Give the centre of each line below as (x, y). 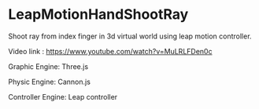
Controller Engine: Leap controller (63, 96)
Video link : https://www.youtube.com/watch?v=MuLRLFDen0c (110, 51)
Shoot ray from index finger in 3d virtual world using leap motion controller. (130, 36)
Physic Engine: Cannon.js (49, 82)
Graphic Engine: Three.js (48, 66)
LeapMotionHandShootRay (98, 15)
